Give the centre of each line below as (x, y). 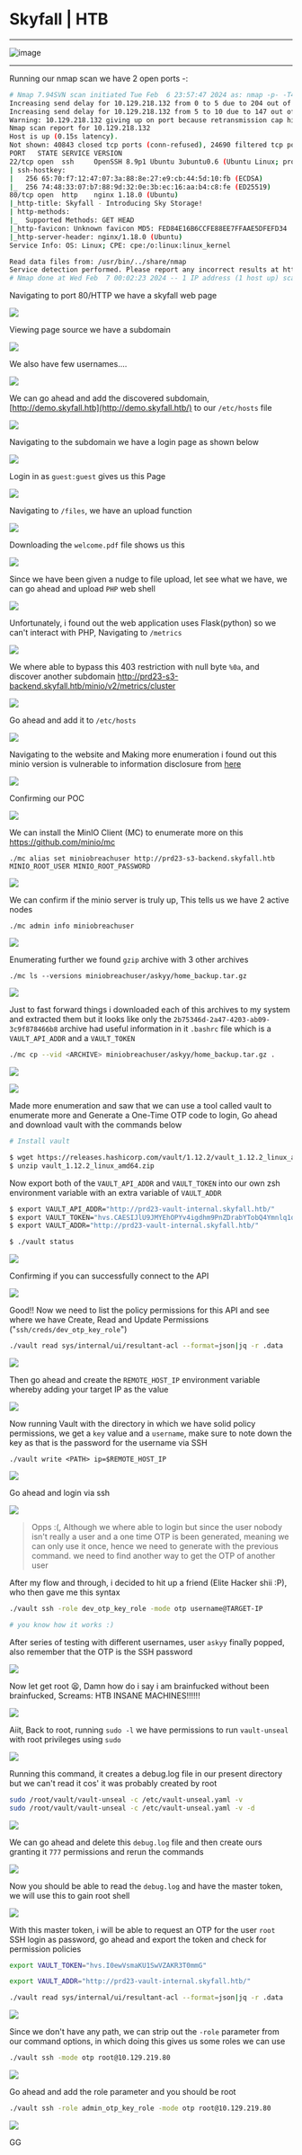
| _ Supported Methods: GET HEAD (72, 220)
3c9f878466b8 (34, 1029)
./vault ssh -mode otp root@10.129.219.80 (90, 2058)
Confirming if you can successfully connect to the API (109, 1276)
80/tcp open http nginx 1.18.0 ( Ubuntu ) (94, 195)
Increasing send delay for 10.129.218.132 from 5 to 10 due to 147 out (146, 111)
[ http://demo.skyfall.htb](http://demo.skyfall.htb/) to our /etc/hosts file (141, 408)
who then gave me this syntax (65, 1592)
